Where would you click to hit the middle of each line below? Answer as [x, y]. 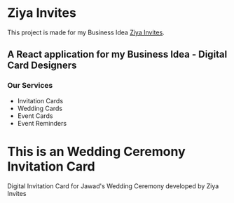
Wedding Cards [40, 108]
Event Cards [35, 116]
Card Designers [42, 66]
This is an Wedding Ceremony [96, 151]
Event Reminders [42, 123]
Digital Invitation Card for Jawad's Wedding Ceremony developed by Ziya [113, 186]
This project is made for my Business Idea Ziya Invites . [86, 32]
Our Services [30, 86]
